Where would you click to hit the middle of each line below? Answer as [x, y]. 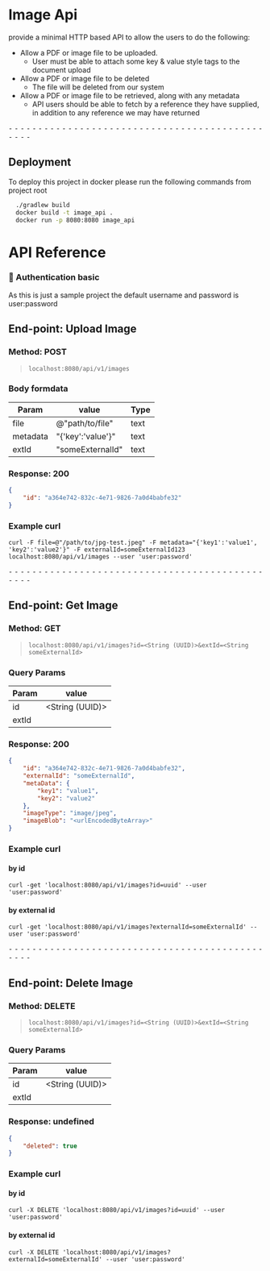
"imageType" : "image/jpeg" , [70, 813]
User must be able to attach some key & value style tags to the [136, 61]
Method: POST [37, 352]
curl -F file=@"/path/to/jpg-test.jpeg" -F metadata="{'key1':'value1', [133, 543]
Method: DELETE [42, 1006]
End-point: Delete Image [71, 983]
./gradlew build [43, 205]
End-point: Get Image [63, 606]
